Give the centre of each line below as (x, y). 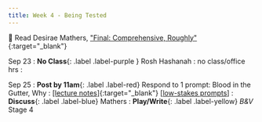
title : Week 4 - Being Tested (58, 15)
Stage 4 (21, 109)
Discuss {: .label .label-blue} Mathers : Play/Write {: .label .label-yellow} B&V (131, 101)
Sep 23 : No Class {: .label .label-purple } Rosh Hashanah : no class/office (127, 61)
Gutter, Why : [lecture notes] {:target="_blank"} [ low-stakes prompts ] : (121, 93)
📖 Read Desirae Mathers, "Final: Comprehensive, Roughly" (103, 38)
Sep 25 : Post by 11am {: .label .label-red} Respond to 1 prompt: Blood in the (129, 84)
